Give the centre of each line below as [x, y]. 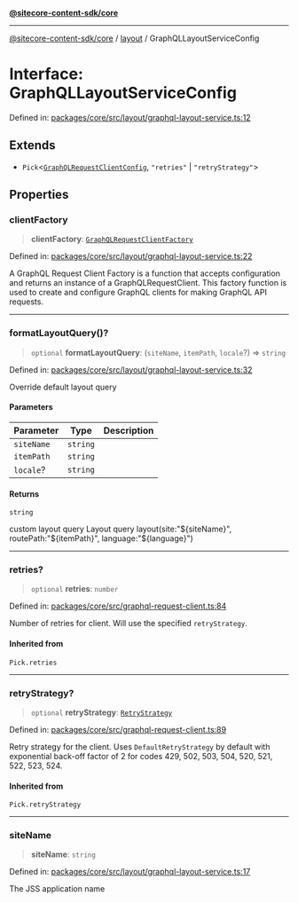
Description [129, 430]
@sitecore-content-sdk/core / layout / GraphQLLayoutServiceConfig [134, 38]
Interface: [47, 74]
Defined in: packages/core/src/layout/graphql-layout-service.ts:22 [131, 256]
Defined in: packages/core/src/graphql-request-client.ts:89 [118, 729]
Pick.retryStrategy [45, 805]
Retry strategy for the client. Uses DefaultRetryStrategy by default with [140, 746]
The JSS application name [57, 889]
